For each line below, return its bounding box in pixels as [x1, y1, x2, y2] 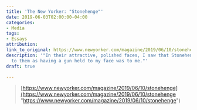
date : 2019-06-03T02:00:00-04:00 [6, 14, 88, 20]
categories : [6, 19, 35, 25]
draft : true [6, 63, 35, 69]
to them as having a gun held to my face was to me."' [11, 58, 148, 64]
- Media [6, 25, 25, 31]
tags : [6, 31, 19, 36]
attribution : [6, 42, 38, 48]
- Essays [6, 36, 28, 42]
